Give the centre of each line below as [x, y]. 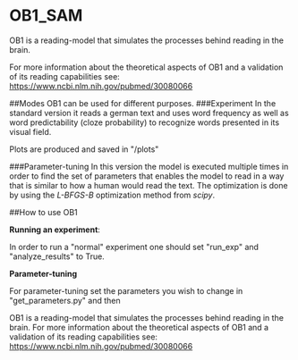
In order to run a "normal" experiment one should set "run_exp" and [134, 247]
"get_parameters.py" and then [65, 300]
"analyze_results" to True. [57, 256]
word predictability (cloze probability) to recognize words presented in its [145, 122]
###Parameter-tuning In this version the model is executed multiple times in [149, 166]
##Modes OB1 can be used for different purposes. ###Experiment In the [143, 103]
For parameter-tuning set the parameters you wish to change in [126, 290]
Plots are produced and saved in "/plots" [84, 149]
